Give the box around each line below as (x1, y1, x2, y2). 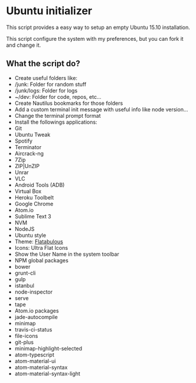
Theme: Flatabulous (14, 238, 64, 245)
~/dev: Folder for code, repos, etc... (14, 93, 102, 100)
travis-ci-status (14, 326, 53, 333)
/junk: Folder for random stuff (14, 81, 87, 88)
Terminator (14, 143, 42, 150)
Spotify (14, 137, 32, 144)
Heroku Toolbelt (14, 194, 54, 201)
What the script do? (6, 59, 81, 69)
